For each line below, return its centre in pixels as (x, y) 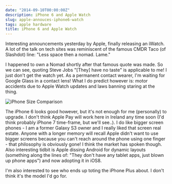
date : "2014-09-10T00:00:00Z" (38, 10)
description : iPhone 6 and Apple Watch (48, 15)
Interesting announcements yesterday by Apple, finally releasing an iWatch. (85, 44)
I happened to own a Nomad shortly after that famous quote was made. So (84, 65)
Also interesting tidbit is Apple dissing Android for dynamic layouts (75, 150)
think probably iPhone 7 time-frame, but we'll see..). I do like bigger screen (84, 122)
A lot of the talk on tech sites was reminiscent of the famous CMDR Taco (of (85, 49)
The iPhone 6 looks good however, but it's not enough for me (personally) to (86, 112)
